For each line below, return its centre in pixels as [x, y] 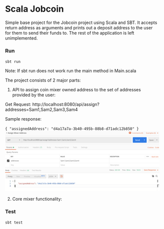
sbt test [14, 223]
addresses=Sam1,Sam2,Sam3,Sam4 [42, 110]
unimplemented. [22, 38]
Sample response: [23, 119]
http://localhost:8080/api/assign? [66, 104]
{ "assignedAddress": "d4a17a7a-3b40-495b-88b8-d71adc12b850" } [72, 129]
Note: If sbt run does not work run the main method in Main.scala [71, 71]
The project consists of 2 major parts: [43, 80]
